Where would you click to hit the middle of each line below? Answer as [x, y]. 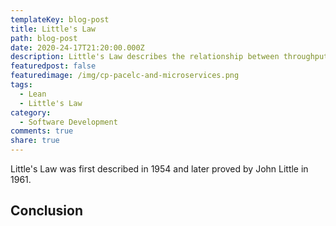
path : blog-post [44, 38]
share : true [35, 141]
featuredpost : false [53, 66]
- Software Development [68, 122]
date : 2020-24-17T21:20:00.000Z [77, 47]
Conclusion [47, 211]
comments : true [42, 131]
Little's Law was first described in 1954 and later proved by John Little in [159, 169]
